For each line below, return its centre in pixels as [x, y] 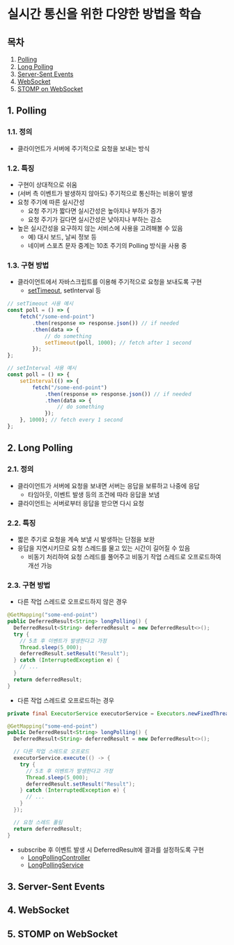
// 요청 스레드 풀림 [38, 822]
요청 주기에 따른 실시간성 [51, 202]
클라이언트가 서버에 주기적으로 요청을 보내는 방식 [83, 148]
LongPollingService [56, 865]
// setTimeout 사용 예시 [40, 304]
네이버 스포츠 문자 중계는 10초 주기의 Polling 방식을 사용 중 [107, 245]
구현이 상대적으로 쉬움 [47, 185]
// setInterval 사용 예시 [42, 368]
